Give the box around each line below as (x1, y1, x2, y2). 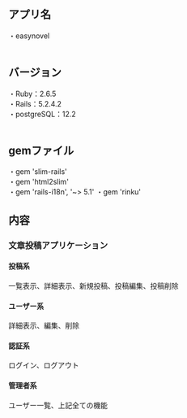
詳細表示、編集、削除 (8, 320, 79, 331)
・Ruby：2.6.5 (8, 89, 57, 98)
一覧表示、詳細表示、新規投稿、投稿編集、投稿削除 (8, 281, 179, 290)
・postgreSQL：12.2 (8, 109, 76, 119)
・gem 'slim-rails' (8, 167, 67, 176)
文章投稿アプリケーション (8, 239, 108, 250)
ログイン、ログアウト (8, 360, 79, 370)
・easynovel (8, 31, 50, 41)
